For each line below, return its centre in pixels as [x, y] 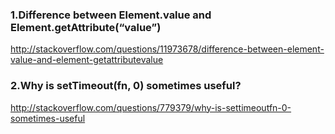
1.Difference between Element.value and [111, 15]
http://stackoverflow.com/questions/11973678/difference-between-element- [167, 49]
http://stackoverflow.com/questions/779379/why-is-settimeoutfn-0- [151, 107]
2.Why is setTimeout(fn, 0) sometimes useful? [126, 86]
